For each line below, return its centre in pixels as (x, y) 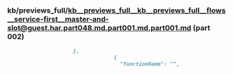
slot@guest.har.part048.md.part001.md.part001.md (99, 28)
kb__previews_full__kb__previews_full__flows (147, 10)
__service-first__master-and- (58, 19)
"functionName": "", (150, 64)
